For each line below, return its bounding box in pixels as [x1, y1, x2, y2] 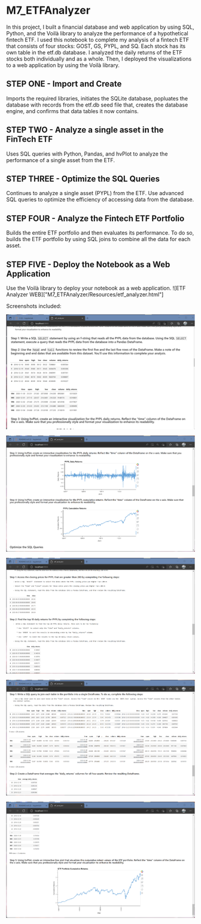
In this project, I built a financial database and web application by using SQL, [6, 23, 194, 31]
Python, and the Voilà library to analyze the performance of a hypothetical [6, 29, 188, 37]
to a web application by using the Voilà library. [6, 61, 120, 69]
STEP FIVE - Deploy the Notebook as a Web [6, 259, 170, 269]
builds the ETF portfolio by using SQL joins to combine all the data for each [6, 236, 191, 243]
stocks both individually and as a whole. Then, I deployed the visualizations [6, 55, 192, 62]
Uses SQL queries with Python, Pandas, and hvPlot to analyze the [6, 150, 168, 157]
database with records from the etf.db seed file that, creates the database [6, 101, 188, 108]
